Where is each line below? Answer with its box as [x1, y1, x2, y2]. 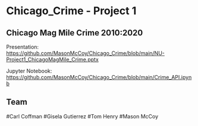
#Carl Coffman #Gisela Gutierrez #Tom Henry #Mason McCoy [6, 112, 159, 119]
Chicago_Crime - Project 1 [6, 4, 137, 18]
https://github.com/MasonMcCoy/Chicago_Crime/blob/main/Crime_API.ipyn [6, 74, 192, 80]
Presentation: [6, 43, 39, 50]
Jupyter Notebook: [6, 67, 52, 75]
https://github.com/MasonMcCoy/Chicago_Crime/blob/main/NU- [6, 50, 165, 57]
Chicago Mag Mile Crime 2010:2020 [6, 28, 143, 38]
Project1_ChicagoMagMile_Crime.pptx [6, 56, 99, 63]
